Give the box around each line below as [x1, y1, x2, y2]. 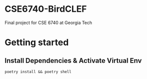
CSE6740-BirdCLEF [4, 3, 87, 15]
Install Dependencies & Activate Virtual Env [4, 56, 142, 65]
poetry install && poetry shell [4, 69, 72, 74]
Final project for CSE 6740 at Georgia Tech [4, 20, 92, 26]
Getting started [4, 37, 69, 48]
